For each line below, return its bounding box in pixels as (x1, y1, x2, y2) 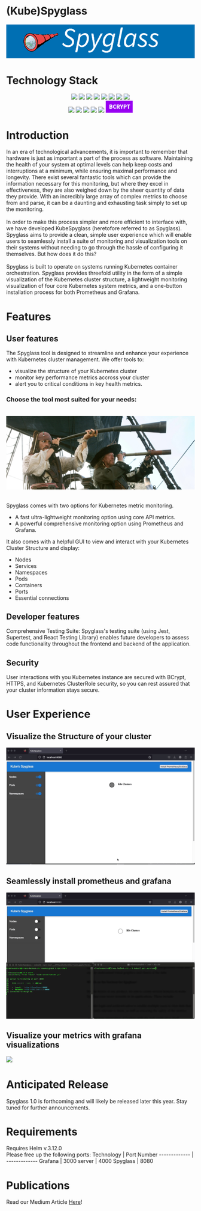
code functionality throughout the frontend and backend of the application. (6, 640, 191, 647)
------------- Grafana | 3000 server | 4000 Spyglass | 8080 (6, 1158, 154, 1165)
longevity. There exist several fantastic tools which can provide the (6, 174, 171, 181)
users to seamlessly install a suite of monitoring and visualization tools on (6, 237, 187, 245)
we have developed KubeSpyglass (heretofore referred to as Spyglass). (6, 225, 182, 232)
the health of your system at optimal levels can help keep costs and (6, 161, 172, 168)
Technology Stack (6, 73, 99, 87)
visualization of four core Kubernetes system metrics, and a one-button (6, 282, 182, 290)
